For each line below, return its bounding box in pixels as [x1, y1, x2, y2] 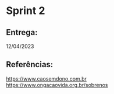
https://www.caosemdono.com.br [6, 75, 87, 82]
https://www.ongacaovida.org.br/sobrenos [6, 81, 108, 88]
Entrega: [6, 27, 38, 37]
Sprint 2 [6, 4, 45, 18]
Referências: [6, 60, 54, 69]
